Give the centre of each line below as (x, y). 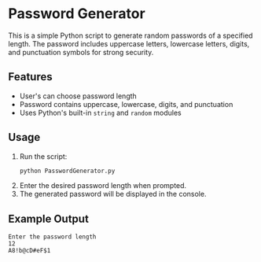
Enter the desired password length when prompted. (103, 186)
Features (30, 77)
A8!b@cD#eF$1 (29, 251)
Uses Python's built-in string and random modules (101, 113)
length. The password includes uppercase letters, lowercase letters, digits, (129, 43)
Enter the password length (52, 237)
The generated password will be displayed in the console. (113, 194)
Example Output (48, 218)
